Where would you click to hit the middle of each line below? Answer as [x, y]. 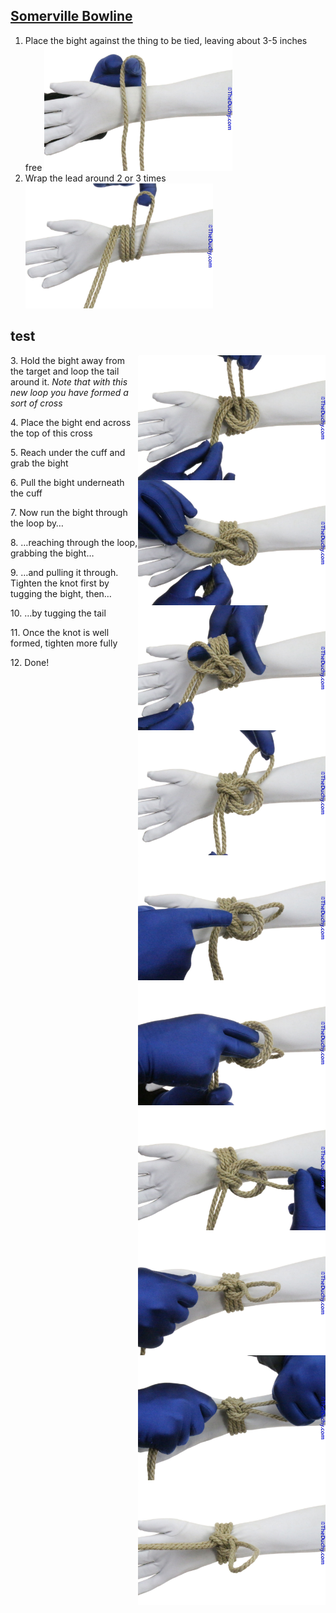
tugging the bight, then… [61, 593]
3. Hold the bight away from [67, 360]
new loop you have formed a [69, 392]
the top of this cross [51, 433]
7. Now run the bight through [69, 512]
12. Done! [30, 662]
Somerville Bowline [71, 16]
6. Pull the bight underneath [67, 482]
